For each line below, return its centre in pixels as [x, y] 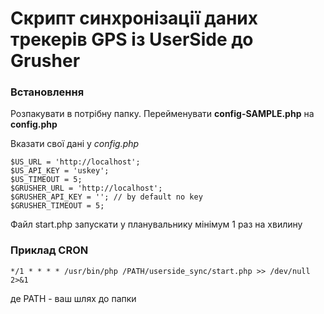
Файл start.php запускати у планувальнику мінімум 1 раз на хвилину [156, 224]
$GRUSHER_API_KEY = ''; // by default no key [106, 197]
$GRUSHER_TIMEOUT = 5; [57, 206]
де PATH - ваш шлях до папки [73, 298]
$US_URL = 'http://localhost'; [75, 162]
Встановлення [47, 92]
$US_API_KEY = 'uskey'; [60, 171]
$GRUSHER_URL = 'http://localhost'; [86, 188]
